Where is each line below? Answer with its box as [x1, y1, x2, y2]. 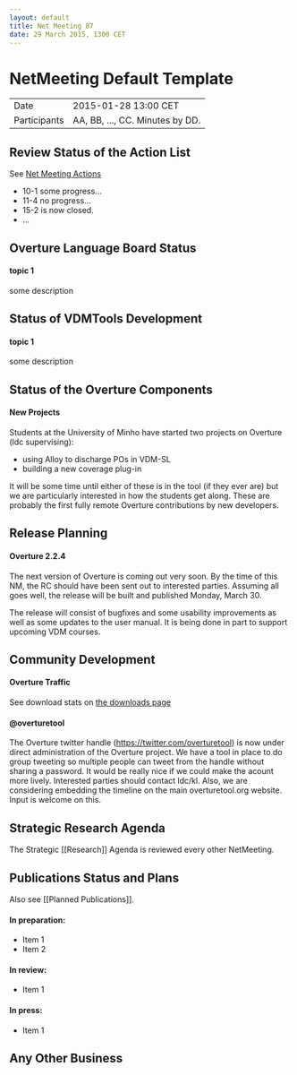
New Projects [9, 407, 61, 417]
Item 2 [21, 944, 47, 955]
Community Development [9, 651, 156, 667]
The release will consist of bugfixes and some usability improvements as [9, 606, 277, 618]
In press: [9, 1004, 43, 1015]
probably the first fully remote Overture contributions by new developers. [9, 499, 279, 511]
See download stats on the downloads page [9, 697, 172, 708]
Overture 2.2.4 [9, 550, 66, 561]
